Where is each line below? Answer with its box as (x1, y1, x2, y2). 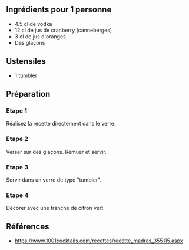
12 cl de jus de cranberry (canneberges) (14, 27, 112, 34)
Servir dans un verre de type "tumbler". (6, 176, 102, 183)
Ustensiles (6, 56, 46, 67)
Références (6, 221, 49, 232)
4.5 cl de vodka (14, 20, 52, 27)
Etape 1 (6, 106, 28, 114)
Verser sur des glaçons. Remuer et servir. (6, 148, 107, 155)
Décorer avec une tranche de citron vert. (6, 205, 105, 212)
